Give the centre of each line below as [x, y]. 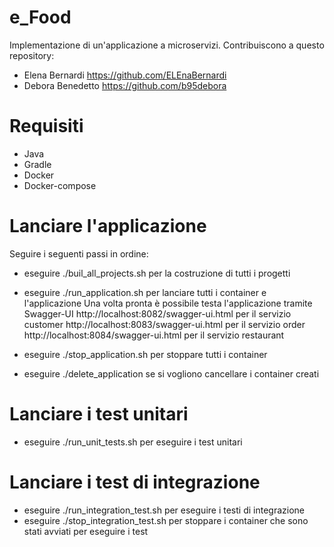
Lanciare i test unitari [99, 414]
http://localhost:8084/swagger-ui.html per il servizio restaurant [154, 335]
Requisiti [46, 126]
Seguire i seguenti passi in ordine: [79, 253]
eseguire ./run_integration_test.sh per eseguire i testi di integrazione [164, 510]
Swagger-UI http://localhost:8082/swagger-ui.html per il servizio [157, 313]
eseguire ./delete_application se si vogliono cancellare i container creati [171, 373]
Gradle [37, 164]
